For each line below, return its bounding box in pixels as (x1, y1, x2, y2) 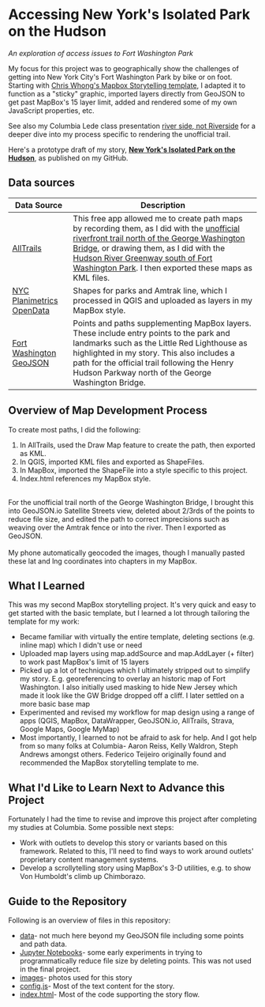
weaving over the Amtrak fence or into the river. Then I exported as (8, 522, 226, 532)
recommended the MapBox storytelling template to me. (19, 758, 200, 768)
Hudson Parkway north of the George (73, 367, 211, 378)
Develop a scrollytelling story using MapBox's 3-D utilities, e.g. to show (19, 863, 252, 873)
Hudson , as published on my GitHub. (8, 153, 129, 163)
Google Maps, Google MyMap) (19, 725, 120, 734)
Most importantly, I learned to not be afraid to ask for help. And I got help (19, 733, 257, 742)
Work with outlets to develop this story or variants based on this (19, 838, 227, 847)
